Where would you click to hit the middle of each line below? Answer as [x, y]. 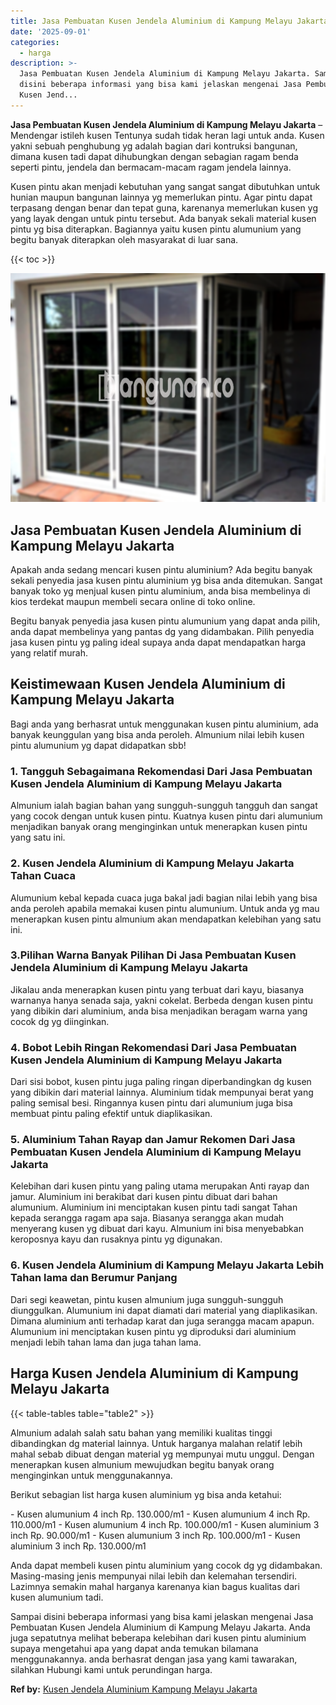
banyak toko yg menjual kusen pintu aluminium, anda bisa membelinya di [160, 591]
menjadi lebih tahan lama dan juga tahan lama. [106, 1342]
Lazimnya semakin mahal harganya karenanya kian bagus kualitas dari [155, 1586]
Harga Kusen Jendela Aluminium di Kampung [154, 1373]
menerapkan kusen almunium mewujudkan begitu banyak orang [142, 1464]
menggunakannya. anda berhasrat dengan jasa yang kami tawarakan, [154, 1659]
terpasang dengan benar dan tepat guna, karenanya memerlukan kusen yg [164, 207]
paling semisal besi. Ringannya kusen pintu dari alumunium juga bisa [151, 1103]
